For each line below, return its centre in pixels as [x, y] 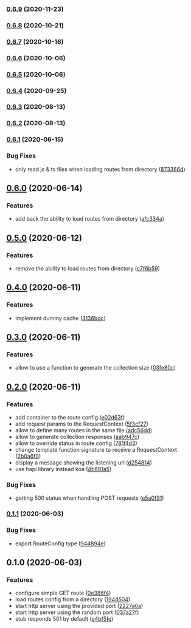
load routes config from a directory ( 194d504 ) [73, 599]
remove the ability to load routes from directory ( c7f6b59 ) [87, 268]
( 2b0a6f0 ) [28, 456]
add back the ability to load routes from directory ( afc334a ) [90, 219]
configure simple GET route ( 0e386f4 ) [63, 593]
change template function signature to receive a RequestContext [96, 450]
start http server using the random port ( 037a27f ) [77, 612]
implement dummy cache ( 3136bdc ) [61, 318]
